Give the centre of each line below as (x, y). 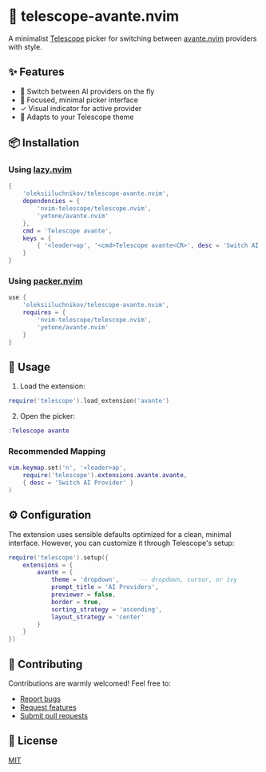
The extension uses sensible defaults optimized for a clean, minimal (120, 534)
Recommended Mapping (57, 451)
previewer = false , (83, 595)
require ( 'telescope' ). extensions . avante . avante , (105, 476)
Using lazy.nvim (40, 169)
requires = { (44, 312)
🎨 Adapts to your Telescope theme (77, 117)
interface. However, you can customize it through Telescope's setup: (121, 543)
